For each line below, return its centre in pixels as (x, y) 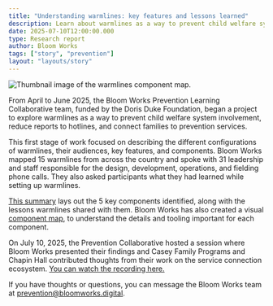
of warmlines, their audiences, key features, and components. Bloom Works (135, 151)
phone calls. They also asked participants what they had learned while (126, 177)
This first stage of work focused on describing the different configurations (133, 142)
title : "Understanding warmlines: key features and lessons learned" (129, 16)
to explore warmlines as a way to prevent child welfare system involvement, (135, 117)
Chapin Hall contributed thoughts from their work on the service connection (135, 260)
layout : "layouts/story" (50, 62)
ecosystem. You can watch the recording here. (87, 269)
